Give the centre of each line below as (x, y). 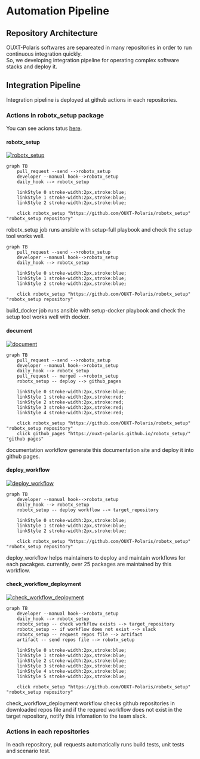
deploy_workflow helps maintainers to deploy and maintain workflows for (96, 557)
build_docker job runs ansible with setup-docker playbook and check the (96, 311)
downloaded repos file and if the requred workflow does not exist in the (94, 709)
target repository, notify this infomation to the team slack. (77, 716)
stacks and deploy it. (32, 66)
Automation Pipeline (58, 11)
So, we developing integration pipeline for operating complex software (93, 60)
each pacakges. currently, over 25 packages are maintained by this (89, 564)
